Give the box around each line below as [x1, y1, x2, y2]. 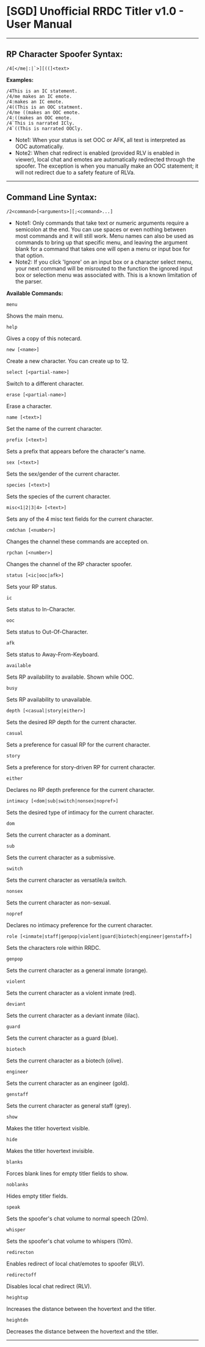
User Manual [6, 17, 72, 31]
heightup [6, 1294, 29, 1300]
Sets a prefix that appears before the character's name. [6, 447, 146, 455]
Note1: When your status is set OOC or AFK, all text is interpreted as [15, 136, 186, 143]
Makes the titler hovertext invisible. [6, 1147, 95, 1154]
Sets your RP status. [6, 583, 57, 590]
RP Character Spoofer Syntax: [6, 49, 123, 59]
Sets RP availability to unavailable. [6, 696, 92, 703]
